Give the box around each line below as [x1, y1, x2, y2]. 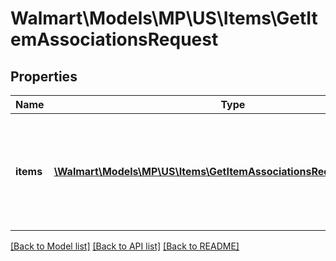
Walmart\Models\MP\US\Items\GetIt [10, 7, 318, 30]
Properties [10, 68, 78, 85]
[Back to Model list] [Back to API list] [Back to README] [10, 240, 240, 252]
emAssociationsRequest [10, 28, 219, 51]
